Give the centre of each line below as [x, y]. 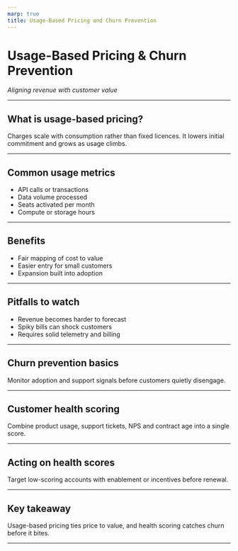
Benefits [27, 241]
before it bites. [28, 533]
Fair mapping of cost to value [60, 258]
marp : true [23, 14]
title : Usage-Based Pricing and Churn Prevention [82, 21]
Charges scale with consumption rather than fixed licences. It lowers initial [116, 136]
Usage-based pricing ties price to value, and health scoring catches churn [116, 526]
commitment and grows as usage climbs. [67, 144]
